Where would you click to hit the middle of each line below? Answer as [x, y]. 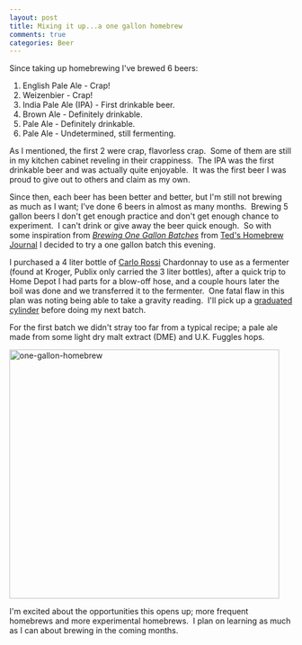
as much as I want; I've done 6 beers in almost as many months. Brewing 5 [149, 207]
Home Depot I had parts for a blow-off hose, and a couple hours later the [145, 282]
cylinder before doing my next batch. [78, 310]
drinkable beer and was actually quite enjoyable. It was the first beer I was [148, 170]
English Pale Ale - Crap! [66, 85]
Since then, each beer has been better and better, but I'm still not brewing [146, 197]
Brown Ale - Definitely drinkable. [83, 114]
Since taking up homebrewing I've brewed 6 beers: [104, 68]
